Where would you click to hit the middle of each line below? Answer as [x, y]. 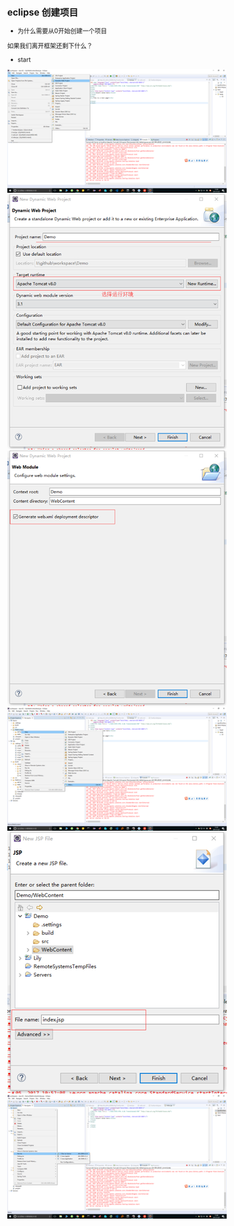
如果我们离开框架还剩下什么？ [50, 45]
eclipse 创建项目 [43, 13]
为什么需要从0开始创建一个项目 [62, 31]
